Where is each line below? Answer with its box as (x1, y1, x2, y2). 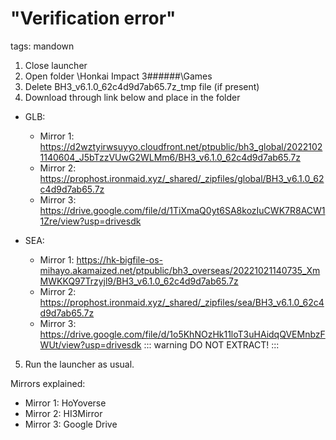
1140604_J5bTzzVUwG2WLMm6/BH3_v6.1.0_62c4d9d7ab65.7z (39, 151, 301, 163)
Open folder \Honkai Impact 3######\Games (24, 70, 213, 82)
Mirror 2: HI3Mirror (24, 407, 103, 419)
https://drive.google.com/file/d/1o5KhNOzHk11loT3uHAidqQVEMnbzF (39, 328, 326, 340)
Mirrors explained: (10, 377, 86, 389)
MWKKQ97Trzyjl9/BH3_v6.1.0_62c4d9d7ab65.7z (39, 275, 239, 287)
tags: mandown (10, 40, 75, 52)
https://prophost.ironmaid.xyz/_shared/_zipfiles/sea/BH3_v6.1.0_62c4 (39, 296, 325, 308)
